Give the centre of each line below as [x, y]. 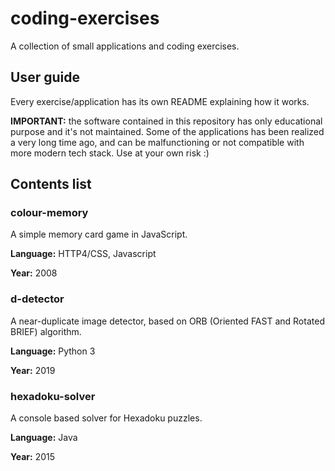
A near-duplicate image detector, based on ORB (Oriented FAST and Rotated [167, 321]
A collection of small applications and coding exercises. [125, 46]
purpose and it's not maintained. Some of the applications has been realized [167, 131]
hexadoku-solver [53, 396]
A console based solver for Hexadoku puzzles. [106, 418]
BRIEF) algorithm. [46, 331]
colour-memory [49, 213]
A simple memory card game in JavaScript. [99, 234]
